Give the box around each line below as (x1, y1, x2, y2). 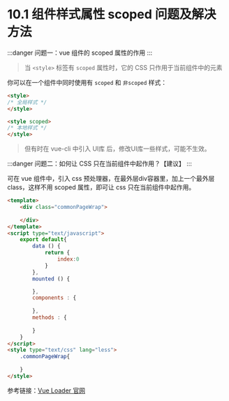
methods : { (32, 314, 68, 321)
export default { (20, 236, 68, 243)
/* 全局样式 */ (7, 99, 47, 106)
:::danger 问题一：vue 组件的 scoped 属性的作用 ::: (7, 48, 153, 57)
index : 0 (57, 256, 80, 263)
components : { (32, 294, 77, 301)
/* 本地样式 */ (7, 124, 47, 132)
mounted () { (32, 275, 71, 283)
